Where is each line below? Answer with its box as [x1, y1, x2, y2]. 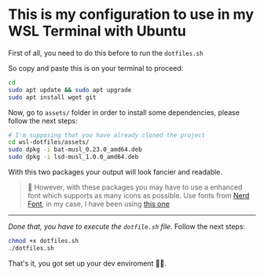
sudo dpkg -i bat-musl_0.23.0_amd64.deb [8, 145, 143, 154]
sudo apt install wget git [8, 93, 97, 101]
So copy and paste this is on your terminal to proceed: [8, 63, 184, 72]
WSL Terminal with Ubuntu [8, 22, 186, 40]
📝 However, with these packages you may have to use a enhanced [27, 182, 243, 192]
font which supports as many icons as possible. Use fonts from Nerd [27, 191, 250, 201]
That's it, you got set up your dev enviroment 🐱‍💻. [8, 258, 167, 268]
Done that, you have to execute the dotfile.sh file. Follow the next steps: [8, 222, 246, 231]
